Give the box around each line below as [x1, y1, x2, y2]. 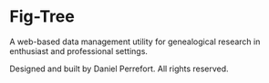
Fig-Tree [9, 6, 75, 27]
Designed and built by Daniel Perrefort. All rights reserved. [9, 63, 230, 74]
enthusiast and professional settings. [9, 45, 149, 56]
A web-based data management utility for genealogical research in [9, 36, 261, 47]
